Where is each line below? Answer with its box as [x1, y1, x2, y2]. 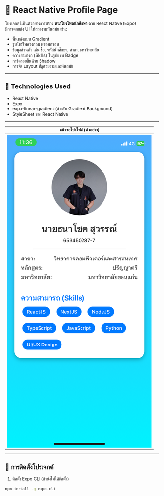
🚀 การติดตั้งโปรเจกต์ [5, 463, 54, 471]
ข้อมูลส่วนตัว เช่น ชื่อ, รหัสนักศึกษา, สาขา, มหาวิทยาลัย [12, 46, 99, 53]
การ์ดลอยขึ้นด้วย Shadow [12, 58, 56, 64]
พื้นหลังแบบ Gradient [12, 36, 50, 42]
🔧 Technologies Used [5, 83, 71, 91]
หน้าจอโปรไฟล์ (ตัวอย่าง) [59, 127, 100, 133]
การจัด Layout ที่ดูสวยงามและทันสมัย [12, 63, 73, 69]
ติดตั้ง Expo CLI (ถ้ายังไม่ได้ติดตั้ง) [12, 476, 69, 482]
